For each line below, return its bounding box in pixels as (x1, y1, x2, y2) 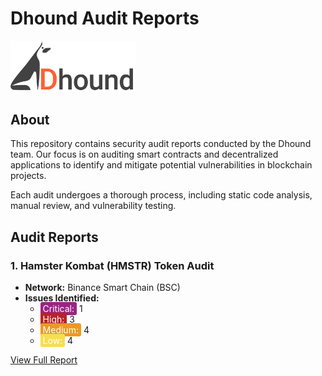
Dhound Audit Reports (10, 7, 200, 30)
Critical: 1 (42, 303, 83, 315)
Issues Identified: (24, 292, 100, 304)
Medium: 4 (42, 324, 90, 336)
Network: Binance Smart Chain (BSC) (24, 282, 181, 294)
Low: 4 (42, 335, 74, 347)
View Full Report (10, 354, 78, 366)
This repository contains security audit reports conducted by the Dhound (10, 138, 312, 150)
